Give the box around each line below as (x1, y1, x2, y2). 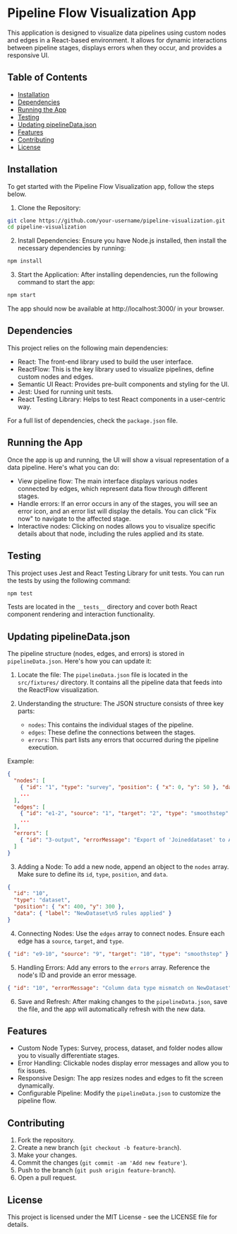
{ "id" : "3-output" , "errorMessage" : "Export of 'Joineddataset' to (20, 836, 226, 843)
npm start (7, 292, 37, 299)
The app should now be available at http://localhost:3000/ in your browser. (7, 304, 224, 313)
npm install (7, 258, 42, 265)
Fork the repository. (17, 1136, 75, 1144)
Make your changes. (17, 1151, 78, 1160)
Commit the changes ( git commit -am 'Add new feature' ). (17, 1158, 188, 1167)
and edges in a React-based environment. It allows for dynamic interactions (7, 35, 227, 44)
